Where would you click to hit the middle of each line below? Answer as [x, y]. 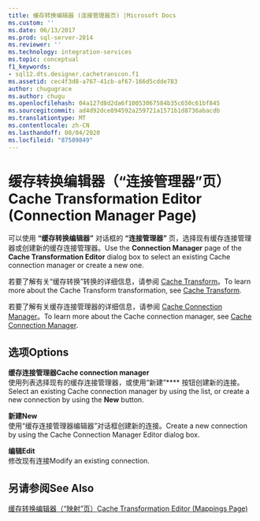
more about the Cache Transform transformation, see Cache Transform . [125, 290]
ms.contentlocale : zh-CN [49, 125]
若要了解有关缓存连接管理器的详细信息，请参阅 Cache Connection [115, 307]
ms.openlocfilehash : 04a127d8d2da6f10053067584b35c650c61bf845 [114, 103]
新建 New [23, 416]
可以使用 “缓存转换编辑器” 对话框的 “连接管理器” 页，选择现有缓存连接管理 [130, 238]
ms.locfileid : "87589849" [50, 140]
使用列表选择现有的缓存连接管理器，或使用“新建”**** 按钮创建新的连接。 [126, 382]
